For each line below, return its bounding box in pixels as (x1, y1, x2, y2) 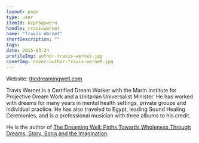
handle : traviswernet (6, 25, 60, 32)
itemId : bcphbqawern (6, 20, 58, 26)
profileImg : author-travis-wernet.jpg (6, 53, 103, 59)
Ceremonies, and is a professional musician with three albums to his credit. (6, 111, 191, 119)
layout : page (6, 8, 39, 15)
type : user (6, 14, 33, 20)
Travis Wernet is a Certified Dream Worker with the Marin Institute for (6, 86, 177, 94)
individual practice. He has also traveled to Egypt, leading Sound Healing (6, 105, 185, 113)
